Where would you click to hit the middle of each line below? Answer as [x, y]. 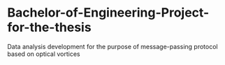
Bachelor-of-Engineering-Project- [108, 13]
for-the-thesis [50, 27]
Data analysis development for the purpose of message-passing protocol [112, 46]
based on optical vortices [44, 54]
